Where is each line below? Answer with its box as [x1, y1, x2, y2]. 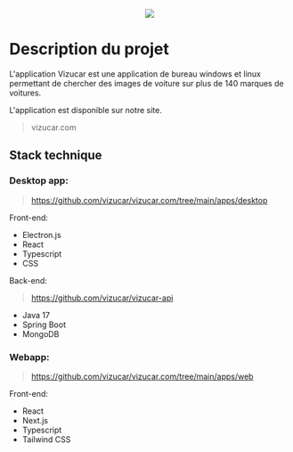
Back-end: [9, 275, 47, 285]
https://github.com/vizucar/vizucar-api [30, 292, 174, 303]
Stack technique [9, 148, 102, 163]
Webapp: [9, 350, 50, 363]
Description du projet [9, 39, 169, 60]
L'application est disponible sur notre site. [9, 104, 162, 115]
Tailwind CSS [21, 433, 71, 445]
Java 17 [21, 309, 51, 320]
